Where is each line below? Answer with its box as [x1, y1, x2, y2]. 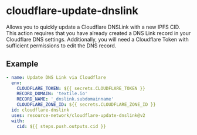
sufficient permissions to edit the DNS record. [6, 42, 117, 49]
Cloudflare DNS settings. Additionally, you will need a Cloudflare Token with [6, 36, 189, 43]
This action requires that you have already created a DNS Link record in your [6, 29, 191, 36]
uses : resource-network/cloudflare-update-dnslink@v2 [11, 112, 145, 118]
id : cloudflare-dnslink [11, 107, 69, 113]
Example [6, 59, 39, 69]
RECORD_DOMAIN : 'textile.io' [16, 91, 88, 97]
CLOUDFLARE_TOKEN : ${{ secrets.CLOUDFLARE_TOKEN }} [16, 85, 145, 91]
